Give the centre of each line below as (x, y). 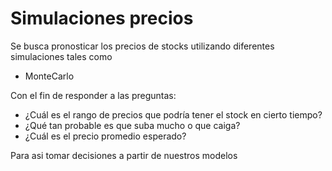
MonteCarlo (49, 76)
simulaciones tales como (61, 56)
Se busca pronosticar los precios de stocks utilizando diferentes (142, 46)
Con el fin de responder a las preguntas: (93, 95)
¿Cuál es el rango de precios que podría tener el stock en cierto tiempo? (173, 114)
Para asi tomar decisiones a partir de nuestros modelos (124, 155)
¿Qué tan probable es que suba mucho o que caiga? (132, 125)
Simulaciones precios (102, 18)
